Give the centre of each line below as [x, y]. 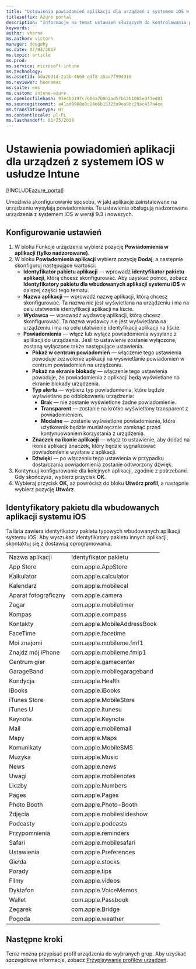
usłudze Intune [43, 174]
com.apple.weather [97, 919]
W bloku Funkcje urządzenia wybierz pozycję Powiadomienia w [92, 246]
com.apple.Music [94, 757]
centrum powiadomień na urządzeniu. [78, 365]
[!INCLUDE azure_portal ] [35, 190]
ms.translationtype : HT [35, 109]
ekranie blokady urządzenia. [66, 384]
